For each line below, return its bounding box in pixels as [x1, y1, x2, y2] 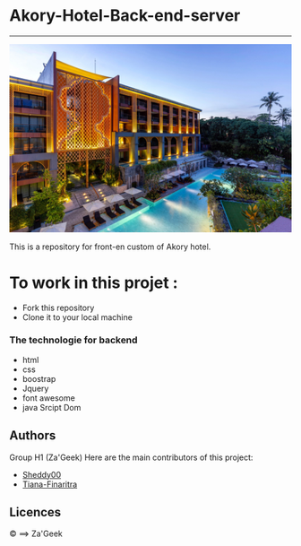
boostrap [21, 373, 56, 384]
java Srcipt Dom [21, 402, 82, 412]
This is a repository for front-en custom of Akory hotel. [9, 241, 211, 252]
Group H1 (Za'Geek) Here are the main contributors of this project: [9, 452, 254, 463]
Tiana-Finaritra [21, 479, 78, 490]
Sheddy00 [21, 469, 61, 480]
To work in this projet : [9, 273, 178, 292]
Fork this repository [21, 302, 95, 313]
